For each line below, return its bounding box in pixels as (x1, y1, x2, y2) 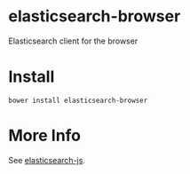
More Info (8, 126, 82, 146)
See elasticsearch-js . (8, 154, 86, 165)
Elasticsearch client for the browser (8, 36, 139, 46)
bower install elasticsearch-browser (8, 96, 148, 105)
